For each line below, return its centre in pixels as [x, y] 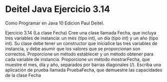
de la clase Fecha [23, 75]
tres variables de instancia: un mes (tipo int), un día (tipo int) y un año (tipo [82, 38]
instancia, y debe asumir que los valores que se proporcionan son [73, 48]
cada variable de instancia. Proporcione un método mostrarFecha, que [78, 59]
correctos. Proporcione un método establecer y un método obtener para [79, 54]
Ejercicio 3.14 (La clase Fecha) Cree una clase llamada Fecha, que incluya [81, 32]
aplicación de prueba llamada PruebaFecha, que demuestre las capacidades [84, 70]
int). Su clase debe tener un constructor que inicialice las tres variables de [81, 43]
